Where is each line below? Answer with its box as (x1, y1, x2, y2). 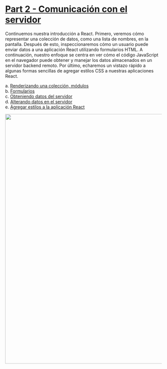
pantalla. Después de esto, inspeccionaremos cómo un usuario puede (5, 41, 149, 47)
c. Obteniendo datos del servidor (5, 93, 73, 99)
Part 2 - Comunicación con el (5, 3, 128, 15)
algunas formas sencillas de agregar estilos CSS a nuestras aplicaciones (5, 67, 154, 73)
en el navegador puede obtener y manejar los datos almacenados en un (5, 57, 153, 63)
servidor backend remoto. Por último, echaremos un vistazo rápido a (5, 62, 146, 68)
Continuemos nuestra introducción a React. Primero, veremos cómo (5, 30, 144, 36)
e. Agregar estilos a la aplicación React (5, 104, 85, 110)
